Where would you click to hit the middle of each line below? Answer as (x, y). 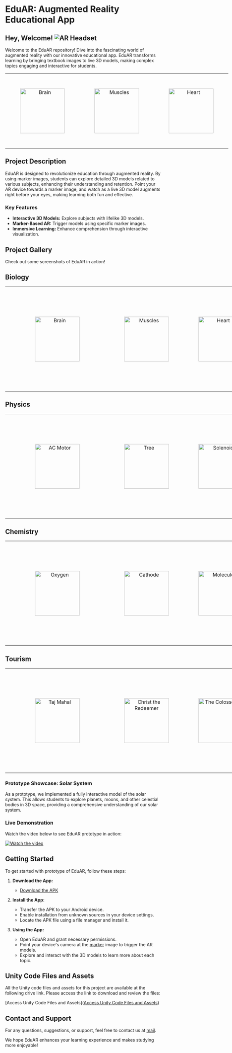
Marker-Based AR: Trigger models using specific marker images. (79, 224)
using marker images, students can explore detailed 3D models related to (80, 179)
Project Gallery (29, 250)
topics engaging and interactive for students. (51, 66)
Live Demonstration (29, 823)
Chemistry (22, 532)
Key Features (22, 207)
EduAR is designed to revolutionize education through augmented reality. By (83, 173)
